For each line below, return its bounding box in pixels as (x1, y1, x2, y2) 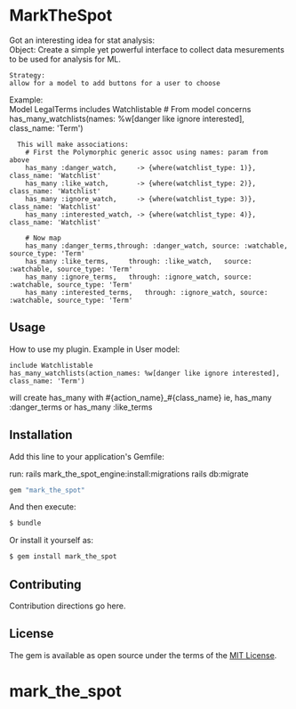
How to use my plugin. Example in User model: (9, 344, 180, 354)
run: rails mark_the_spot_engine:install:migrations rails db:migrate (9, 469, 249, 479)
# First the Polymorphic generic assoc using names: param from (25, 148, 268, 157)
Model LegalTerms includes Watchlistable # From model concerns (9, 103, 252, 114)
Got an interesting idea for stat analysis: (9, 35, 156, 45)
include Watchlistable (9, 361, 93, 370)
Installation (9, 428, 73, 443)
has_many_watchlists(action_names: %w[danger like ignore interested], (9, 369, 280, 378)
